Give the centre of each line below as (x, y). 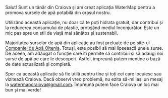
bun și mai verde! (23, 90)
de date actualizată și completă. (38, 64)
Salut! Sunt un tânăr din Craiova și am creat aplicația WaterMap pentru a (80, 7)
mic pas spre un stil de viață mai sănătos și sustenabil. (62, 33)
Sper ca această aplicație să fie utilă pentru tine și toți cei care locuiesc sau (83, 74)
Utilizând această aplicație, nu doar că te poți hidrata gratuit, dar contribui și (84, 22)
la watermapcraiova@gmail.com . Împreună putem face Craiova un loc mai (82, 84)
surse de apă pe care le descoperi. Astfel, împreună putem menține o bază (83, 59)
